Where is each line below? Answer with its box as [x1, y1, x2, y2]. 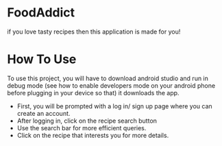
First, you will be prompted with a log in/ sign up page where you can [16, 101, 212, 110]
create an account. [16, 109, 71, 117]
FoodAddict [7, 5, 75, 21]
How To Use [7, 51, 77, 67]
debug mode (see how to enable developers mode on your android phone [7, 81, 216, 90]
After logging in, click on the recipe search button [16, 117, 158, 125]
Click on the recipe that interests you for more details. [16, 131, 169, 139]
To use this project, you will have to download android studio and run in [7, 74, 209, 82]
